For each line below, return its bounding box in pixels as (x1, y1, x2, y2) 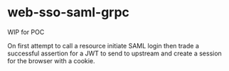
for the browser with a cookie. (7, 56, 95, 65)
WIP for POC (7, 28, 45, 36)
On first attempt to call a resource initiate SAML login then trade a (7, 41, 199, 50)
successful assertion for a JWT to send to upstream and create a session (7, 49, 222, 58)
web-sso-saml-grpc (7, 4, 130, 21)
